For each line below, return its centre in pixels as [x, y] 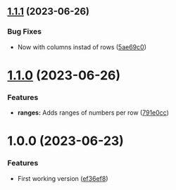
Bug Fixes [25, 32]
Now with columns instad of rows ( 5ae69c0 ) [82, 47]
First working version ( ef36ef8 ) [63, 178]
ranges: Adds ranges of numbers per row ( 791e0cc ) [93, 113]
